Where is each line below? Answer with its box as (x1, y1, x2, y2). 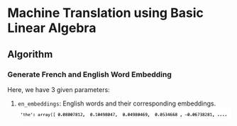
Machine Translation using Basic (7, 5, 204, 21)
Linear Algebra (7, 20, 97, 36)
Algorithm (7, 48, 53, 60)
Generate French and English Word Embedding (7, 69, 172, 79)
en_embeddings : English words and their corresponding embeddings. (17, 99, 216, 108)
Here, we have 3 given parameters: (7, 85, 110, 93)
